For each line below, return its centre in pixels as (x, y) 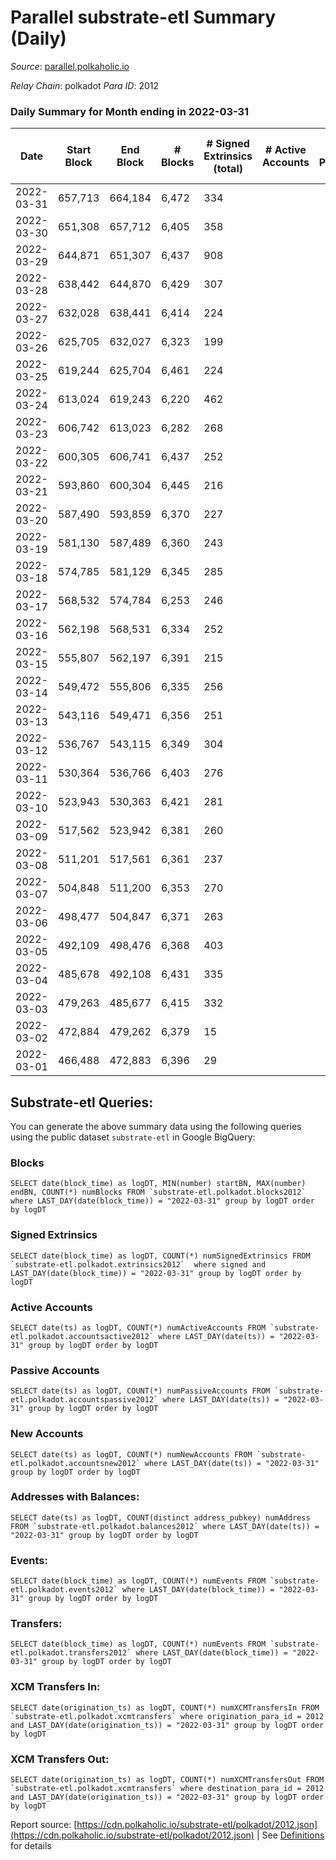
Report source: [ (44, 1825)
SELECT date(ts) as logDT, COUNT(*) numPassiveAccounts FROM (140, 1391)
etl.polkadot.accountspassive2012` (84, 1400)
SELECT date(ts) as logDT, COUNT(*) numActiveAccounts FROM (138, 1327)
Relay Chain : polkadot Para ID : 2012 (85, 85)
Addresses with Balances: (75, 1497)
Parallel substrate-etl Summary (143, 17)
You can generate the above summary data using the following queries (156, 1127)
